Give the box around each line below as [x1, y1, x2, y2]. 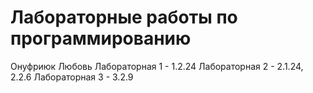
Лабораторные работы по [10, 6, 238, 29]
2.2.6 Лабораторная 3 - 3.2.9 [10, 71, 134, 83]
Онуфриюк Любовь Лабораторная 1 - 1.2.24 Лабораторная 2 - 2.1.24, [10, 60, 304, 72]
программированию [10, 27, 192, 50]
